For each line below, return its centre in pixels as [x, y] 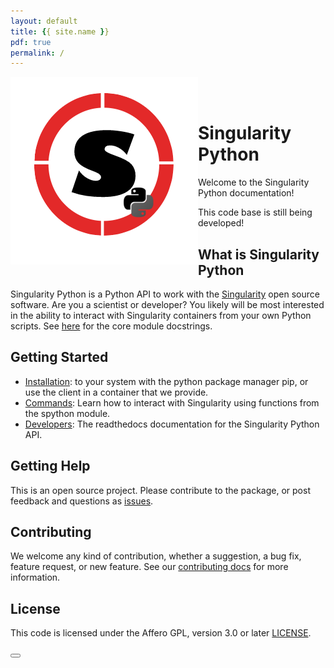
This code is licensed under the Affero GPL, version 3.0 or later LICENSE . [161, 633]
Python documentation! [246, 193]
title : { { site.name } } [60, 31]
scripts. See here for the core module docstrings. [111, 326]
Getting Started [59, 357]
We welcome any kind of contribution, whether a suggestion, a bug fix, [156, 556]
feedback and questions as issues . [82, 501]
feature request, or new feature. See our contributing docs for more [149, 567]
